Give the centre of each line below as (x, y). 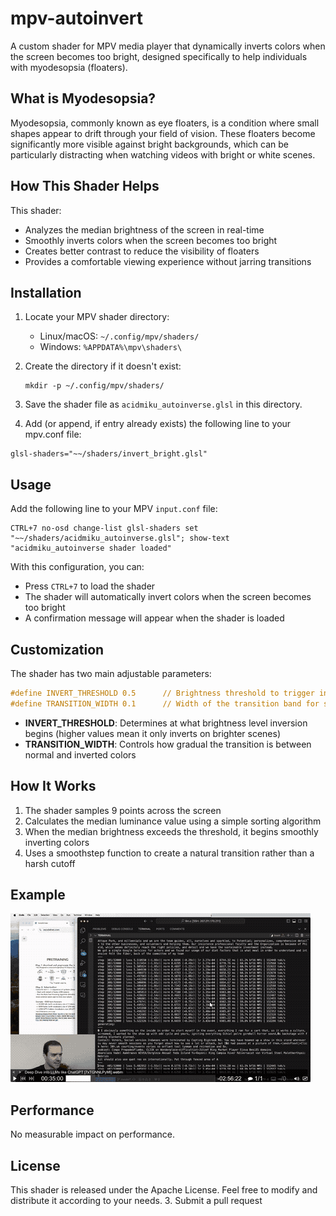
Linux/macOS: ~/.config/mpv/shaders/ (119, 336)
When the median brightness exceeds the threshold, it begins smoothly (171, 831)
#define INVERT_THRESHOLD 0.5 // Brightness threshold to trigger (162, 693)
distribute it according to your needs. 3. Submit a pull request (136, 1200)
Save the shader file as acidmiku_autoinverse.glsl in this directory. (163, 404)
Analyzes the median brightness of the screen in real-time (144, 229)
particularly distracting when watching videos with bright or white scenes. (163, 154)
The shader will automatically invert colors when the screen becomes (168, 597)
